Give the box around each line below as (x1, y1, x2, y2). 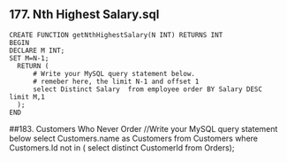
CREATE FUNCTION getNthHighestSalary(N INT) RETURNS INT (9, 30, 223, 39)
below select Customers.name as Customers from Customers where (9, 133, 259, 143)
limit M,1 (9, 92, 46, 101)
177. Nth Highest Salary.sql (9, 7, 160, 22)
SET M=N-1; (9, 53, 49, 63)
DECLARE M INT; (9, 46, 65, 55)
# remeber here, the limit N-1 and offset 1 (32, 77, 200, 86)
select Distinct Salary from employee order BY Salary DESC (32, 84, 263, 94)
